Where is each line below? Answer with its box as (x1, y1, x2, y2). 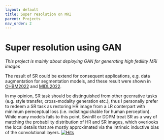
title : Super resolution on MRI (5, 12, 71, 17)
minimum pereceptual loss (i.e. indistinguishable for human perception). (5, 109, 151, 114)
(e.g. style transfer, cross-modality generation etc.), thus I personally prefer (5, 98, 159, 104)
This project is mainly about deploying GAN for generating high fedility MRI (5, 58, 158, 64)
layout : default (5, 7, 38, 12)
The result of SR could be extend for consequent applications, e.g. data (5, 73, 150, 79)
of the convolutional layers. (5, 130, 60, 136)
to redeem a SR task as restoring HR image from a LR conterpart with (5, 104, 145, 110)
